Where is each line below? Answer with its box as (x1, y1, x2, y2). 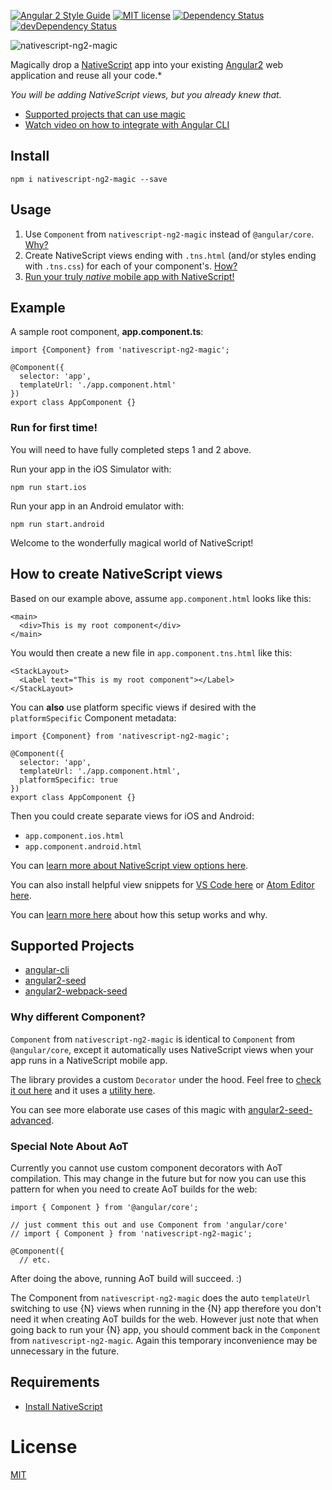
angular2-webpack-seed (24, 985, 128, 997)
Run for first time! (10, 421, 98, 435)
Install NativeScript (24, 1400, 103, 1412)
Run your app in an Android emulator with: (10, 500, 185, 512)
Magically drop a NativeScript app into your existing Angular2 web (10, 59, 284, 70)
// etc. (19, 1255, 52, 1265)
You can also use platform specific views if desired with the (10, 701, 257, 713)
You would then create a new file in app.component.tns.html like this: (10, 646, 293, 659)
